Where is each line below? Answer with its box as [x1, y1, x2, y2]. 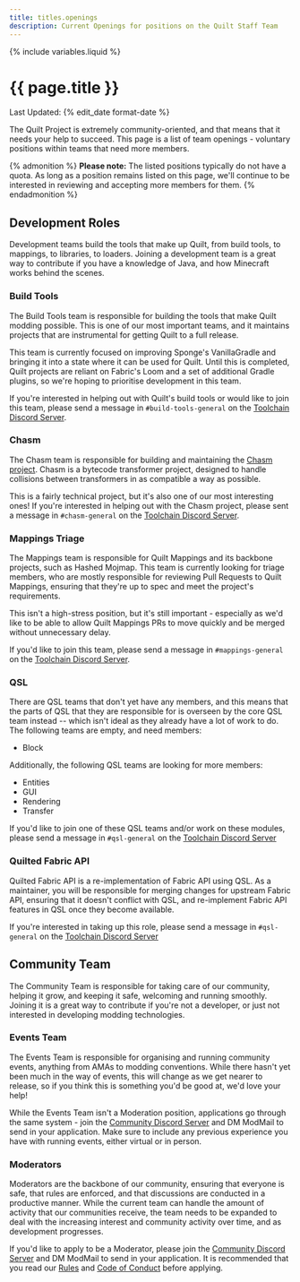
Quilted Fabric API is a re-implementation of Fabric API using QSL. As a [9, 875, 271, 886]
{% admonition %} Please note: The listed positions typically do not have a [9, 160, 287, 171]
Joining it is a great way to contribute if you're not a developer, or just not [9, 1000, 280, 1011]
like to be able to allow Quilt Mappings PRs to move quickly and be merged [9, 617, 285, 628]
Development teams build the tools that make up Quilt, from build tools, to [9, 239, 281, 250]
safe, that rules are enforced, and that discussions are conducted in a [9, 1188, 266, 1199]
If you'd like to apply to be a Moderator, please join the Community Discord [9, 1243, 286, 1254]
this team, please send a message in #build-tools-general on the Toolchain [9, 402, 290, 413]
